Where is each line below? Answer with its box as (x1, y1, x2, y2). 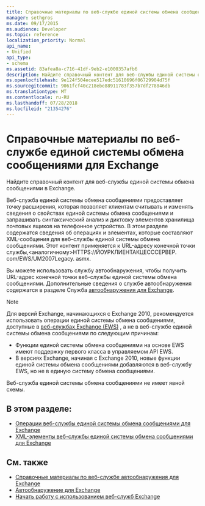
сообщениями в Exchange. (6, 185, 76, 192)
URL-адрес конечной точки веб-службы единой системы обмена (6, 273, 177, 281)
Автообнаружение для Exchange (15, 486, 101, 494)
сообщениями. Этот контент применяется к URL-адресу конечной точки (6, 242, 195, 250)
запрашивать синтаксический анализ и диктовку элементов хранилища (6, 216, 195, 223)
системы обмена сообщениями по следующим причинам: (6, 330, 159, 337)
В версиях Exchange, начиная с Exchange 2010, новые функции (15, 354, 181, 362)
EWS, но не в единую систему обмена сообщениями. (15, 368, 156, 375)
